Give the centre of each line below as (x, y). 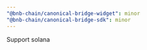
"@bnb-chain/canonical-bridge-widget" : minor (73, 13)
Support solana (28, 39)
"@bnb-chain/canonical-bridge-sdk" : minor (69, 20)
